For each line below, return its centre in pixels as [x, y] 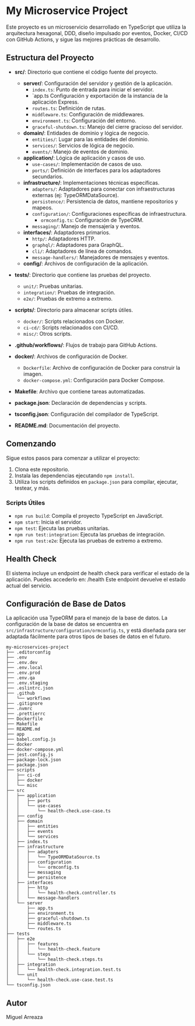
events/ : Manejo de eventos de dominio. [81, 152]
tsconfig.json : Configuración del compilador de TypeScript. [87, 414]
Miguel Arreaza [25, 1017]
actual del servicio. [29, 586]
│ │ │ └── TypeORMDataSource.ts [53, 857]
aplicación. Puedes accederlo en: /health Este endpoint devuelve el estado [96, 579]
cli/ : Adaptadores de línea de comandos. [82, 251]
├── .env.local [25, 668]
